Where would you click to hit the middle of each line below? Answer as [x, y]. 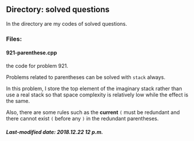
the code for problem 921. [37, 66]
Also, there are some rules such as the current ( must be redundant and [93, 112]
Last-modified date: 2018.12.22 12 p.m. [55, 132]
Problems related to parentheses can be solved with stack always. [86, 77]
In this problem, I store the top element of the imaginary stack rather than [94, 88]
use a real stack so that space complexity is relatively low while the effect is [97, 94]
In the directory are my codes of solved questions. [67, 23]
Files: [14, 39]
